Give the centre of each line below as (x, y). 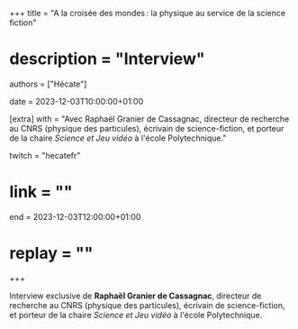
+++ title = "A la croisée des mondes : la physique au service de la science (148, 13)
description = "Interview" (107, 59)
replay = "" (51, 254)
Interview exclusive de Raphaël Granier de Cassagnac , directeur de (135, 296)
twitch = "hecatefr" (45, 155)
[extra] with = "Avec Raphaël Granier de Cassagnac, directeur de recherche (149, 119)
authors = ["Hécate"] (48, 84)
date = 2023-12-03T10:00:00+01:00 (77, 101)
